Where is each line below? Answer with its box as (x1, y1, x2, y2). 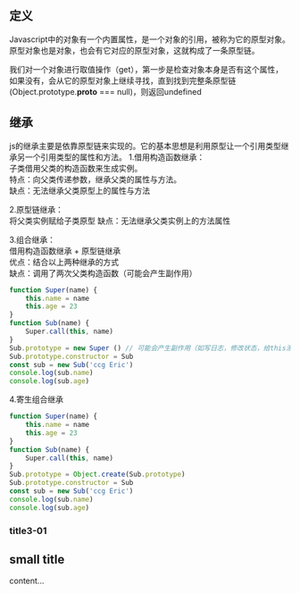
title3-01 (9, 524, 47, 537)
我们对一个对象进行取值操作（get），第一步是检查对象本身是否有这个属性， (9, 63, 284, 74)
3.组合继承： (9, 234, 56, 245)
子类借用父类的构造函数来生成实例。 (9, 163, 143, 173)
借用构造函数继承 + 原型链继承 (9, 245, 121, 256)
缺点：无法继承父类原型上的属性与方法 (9, 185, 150, 196)
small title (9, 552, 65, 567)
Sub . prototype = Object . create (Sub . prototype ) (9, 470, 186, 480)
